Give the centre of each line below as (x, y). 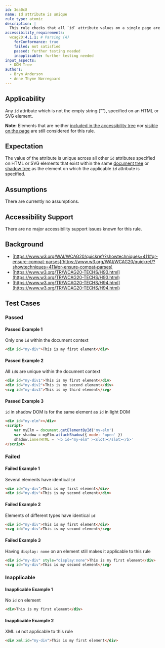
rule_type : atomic (24, 19)
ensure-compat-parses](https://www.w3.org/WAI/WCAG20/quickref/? (84, 261)
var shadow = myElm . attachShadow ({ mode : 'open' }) (68, 435)
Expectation (24, 146)
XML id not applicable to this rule (39, 632)
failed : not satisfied (37, 46)
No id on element (23, 600)
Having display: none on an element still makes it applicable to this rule (78, 551)
